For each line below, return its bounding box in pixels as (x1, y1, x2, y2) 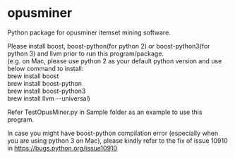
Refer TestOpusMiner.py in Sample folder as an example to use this (7, 108, 203, 116)
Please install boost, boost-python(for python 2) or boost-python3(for (7, 42, 210, 50)
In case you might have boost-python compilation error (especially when (7, 129, 219, 137)
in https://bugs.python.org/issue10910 (7, 144, 118, 152)
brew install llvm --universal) (7, 94, 90, 103)
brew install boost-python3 (7, 87, 86, 95)
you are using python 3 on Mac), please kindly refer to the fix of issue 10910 (7, 136, 228, 145)
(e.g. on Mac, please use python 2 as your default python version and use (7, 56, 222, 65)
